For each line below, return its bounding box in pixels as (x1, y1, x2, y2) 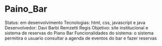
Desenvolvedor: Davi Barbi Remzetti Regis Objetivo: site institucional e (4, 24, 149, 30)
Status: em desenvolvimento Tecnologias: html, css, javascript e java (4, 20, 146, 25)
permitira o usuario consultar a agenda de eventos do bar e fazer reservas (4, 35, 157, 41)
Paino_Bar (4, 3, 48, 15)
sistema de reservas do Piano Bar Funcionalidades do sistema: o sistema (4, 30, 154, 36)
